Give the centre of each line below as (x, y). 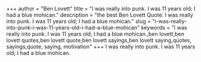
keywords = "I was (164, 27)
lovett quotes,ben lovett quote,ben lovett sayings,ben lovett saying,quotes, (99, 40)
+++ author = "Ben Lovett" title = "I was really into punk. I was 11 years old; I (101, 9)
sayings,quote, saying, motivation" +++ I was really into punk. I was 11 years (101, 46)
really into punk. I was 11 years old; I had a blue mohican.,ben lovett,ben (95, 34)
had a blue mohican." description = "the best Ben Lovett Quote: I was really (100, 15)
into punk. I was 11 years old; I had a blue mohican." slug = (79, 21)
